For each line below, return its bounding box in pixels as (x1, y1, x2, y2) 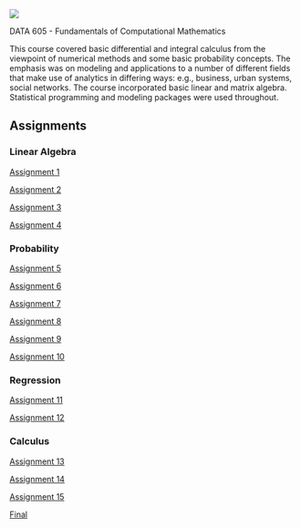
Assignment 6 (9, 280, 62, 291)
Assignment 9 (9, 333, 62, 344)
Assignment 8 (9, 316, 62, 326)
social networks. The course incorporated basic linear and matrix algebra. (9, 82, 287, 93)
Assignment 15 (9, 491, 65, 502)
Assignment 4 (9, 219, 62, 230)
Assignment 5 (9, 263, 62, 274)
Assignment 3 (9, 202, 62, 212)
